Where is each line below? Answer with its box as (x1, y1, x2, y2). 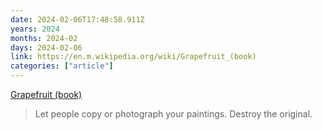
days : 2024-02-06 (10, 42, 83, 53)
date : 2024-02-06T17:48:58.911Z (10, 14, 145, 25)
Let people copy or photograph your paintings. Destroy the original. (34, 108, 313, 120)
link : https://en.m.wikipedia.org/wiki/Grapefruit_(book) (10, 52, 257, 62)
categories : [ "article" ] (10, 61, 114, 71)
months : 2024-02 (10, 33, 78, 43)
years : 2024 (10, 24, 60, 34)
